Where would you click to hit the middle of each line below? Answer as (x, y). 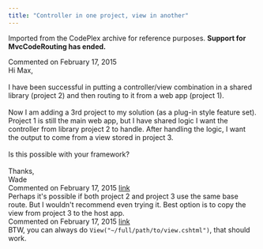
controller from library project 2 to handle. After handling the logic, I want (127, 129)
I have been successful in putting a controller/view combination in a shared (130, 87)
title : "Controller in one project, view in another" (99, 15)
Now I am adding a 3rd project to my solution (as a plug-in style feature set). (132, 112)
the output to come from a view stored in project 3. (91, 137)
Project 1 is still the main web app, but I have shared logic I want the (118, 120)
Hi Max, (21, 70)
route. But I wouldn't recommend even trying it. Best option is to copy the (127, 204)
